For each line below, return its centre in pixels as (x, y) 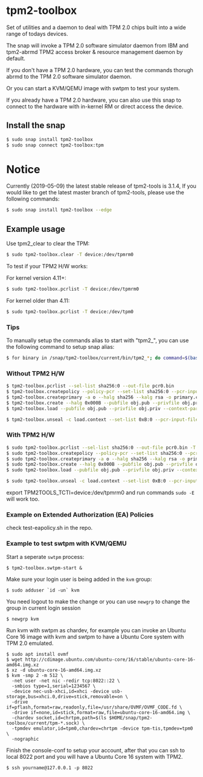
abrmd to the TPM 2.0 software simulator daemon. (69, 76)
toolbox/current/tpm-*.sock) (43, 723)
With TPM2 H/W (31, 435)
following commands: (33, 199)
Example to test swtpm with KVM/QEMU (66, 544)
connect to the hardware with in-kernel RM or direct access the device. (95, 106)
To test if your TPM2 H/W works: (47, 266)
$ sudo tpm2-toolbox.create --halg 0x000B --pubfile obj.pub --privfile (100, 465)
